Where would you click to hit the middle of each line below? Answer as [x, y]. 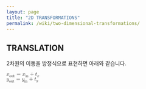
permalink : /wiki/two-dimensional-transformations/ [73, 23]
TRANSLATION [35, 48]
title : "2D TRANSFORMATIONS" [43, 18]
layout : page [23, 12]
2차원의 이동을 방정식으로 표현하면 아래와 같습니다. [66, 63]
